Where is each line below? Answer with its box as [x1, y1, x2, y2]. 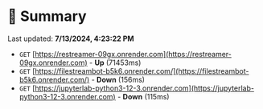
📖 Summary [7, 7, 87, 26]
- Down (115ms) [117, 91, 170, 101]
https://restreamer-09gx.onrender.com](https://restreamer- [35, 49, 232, 59]
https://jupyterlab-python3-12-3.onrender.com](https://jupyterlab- [35, 83, 255, 93]
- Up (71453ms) [88, 58, 142, 67]
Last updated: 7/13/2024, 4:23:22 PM [7, 34, 134, 43]
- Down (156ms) [91, 75, 146, 84]
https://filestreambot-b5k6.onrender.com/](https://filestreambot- [35, 66, 249, 75]
